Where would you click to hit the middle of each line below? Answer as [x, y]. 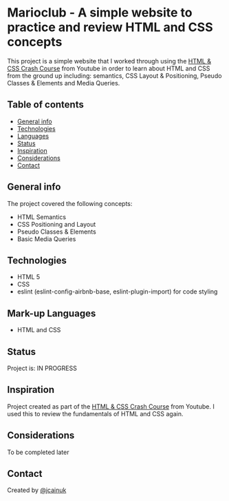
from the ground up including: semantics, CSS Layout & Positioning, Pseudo [115, 75]
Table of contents [45, 105]
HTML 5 [29, 277]
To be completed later [38, 452]
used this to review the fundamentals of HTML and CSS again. [95, 413]
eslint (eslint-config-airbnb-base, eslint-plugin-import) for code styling [117, 292]
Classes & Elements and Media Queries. [64, 83]
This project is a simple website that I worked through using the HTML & [109, 61]
